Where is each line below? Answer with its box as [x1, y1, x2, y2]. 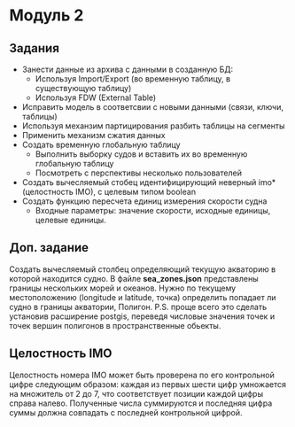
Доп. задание [9, 240, 89, 255]
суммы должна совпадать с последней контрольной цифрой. [9, 407, 243, 417]
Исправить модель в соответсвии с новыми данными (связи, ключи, [21, 102, 283, 112]
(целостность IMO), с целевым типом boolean [21, 187, 197, 197]
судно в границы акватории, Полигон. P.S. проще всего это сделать [9, 301, 268, 312]
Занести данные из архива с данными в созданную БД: [21, 64, 234, 74]
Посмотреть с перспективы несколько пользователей [35, 167, 242, 178]
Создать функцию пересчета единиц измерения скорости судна [21, 196, 268, 206]
